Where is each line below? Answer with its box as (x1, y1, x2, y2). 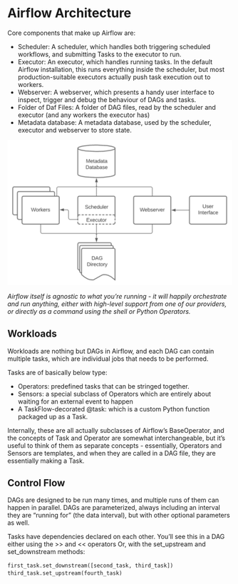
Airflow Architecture (7, 5, 132, 21)
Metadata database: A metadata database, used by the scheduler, (17, 118, 212, 126)
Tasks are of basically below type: (7, 368, 108, 376)
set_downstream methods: (7, 548, 86, 556)
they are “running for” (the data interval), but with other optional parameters (7, 511, 230, 520)
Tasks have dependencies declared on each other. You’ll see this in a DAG (7, 533, 225, 541)
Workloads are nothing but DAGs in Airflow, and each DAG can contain (7, 347, 214, 355)
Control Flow (7, 476, 66, 489)
